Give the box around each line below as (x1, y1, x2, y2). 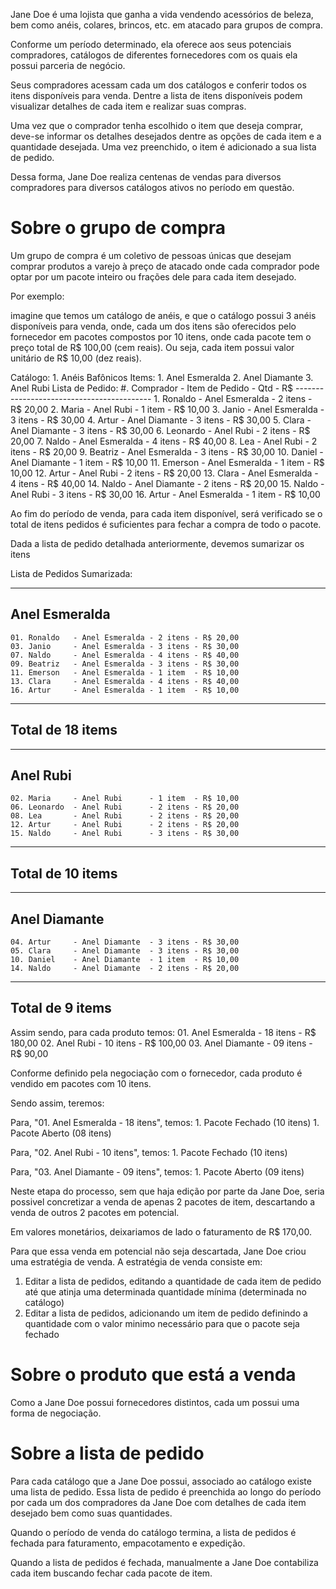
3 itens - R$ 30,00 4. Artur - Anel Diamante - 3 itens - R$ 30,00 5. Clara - (10, 414, 312, 426)
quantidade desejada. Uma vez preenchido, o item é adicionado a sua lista (10, 141, 317, 153)
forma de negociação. (10, 1407, 102, 1419)
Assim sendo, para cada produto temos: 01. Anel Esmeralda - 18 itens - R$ (10, 1026, 317, 1038)
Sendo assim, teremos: (10, 1097, 105, 1109)
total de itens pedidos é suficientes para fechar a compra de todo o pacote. (10, 518, 322, 530)
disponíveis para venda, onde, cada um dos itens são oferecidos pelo (10, 320, 297, 332)
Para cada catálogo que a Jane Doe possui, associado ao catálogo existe (10, 1475, 312, 1487)
